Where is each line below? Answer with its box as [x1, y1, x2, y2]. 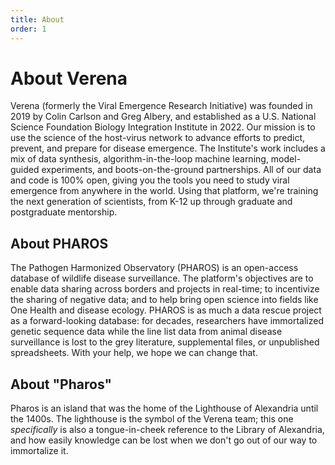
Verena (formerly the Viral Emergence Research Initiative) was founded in [10, 100, 313, 112]
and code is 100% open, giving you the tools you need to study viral [10, 174, 290, 186]
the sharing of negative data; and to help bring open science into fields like [10, 294, 319, 306]
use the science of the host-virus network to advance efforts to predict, [10, 132, 306, 144]
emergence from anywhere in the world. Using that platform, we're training [10, 185, 319, 197]
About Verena [10, 67, 128, 90]
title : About [10, 14, 65, 25]
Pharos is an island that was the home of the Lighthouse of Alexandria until [10, 402, 319, 415]
